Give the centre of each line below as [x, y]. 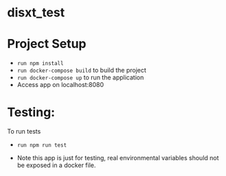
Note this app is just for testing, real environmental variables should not [118, 158]
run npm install [40, 64]
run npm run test [42, 145]
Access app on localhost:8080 [60, 85]
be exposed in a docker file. [56, 165]
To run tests [24, 131]
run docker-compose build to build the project [81, 71]
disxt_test [36, 13]
